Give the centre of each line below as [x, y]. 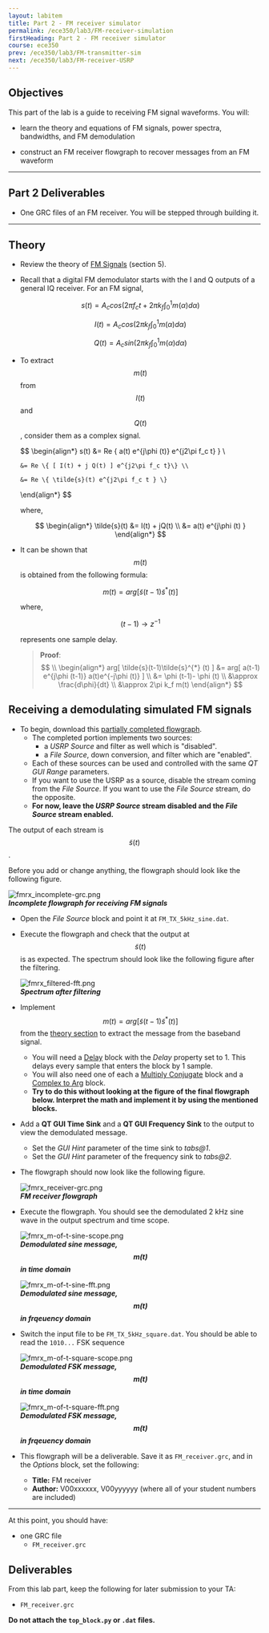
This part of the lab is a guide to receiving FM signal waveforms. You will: [129, 112]
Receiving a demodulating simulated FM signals [130, 710]
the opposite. [54, 797]
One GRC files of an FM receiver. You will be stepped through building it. [139, 212]
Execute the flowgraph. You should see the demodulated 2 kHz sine [132, 1212]
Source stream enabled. [72, 814]
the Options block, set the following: [79, 1465]
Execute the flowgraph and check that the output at [104, 934]
